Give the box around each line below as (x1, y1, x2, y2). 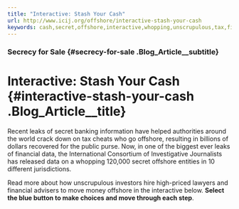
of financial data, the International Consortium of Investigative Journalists (7, 150, 223, 159)
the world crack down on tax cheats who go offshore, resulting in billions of (7, 134, 229, 143)
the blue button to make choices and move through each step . (7, 193, 194, 203)
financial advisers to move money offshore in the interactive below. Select (7, 186, 225, 195)
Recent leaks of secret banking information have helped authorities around (7, 127, 226, 136)
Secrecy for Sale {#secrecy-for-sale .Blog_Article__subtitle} (7, 47, 219, 57)
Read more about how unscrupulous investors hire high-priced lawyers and (7, 178, 229, 187)
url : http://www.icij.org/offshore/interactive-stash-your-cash (7, 17, 202, 24)
